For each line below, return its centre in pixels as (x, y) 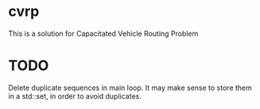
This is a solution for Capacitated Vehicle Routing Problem (103, 33)
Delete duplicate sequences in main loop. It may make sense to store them (130, 88)
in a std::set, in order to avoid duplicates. (75, 96)
